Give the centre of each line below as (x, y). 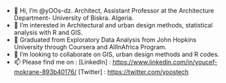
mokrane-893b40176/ (45, 72)
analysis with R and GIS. (48, 32)
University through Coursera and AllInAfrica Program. (90, 47)
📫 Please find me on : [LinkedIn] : (62, 62)
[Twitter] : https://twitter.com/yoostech (133, 72)
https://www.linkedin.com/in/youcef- (165, 62)
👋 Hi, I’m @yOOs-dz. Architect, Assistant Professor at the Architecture (114, 11)
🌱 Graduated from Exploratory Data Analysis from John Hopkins (105, 40)
